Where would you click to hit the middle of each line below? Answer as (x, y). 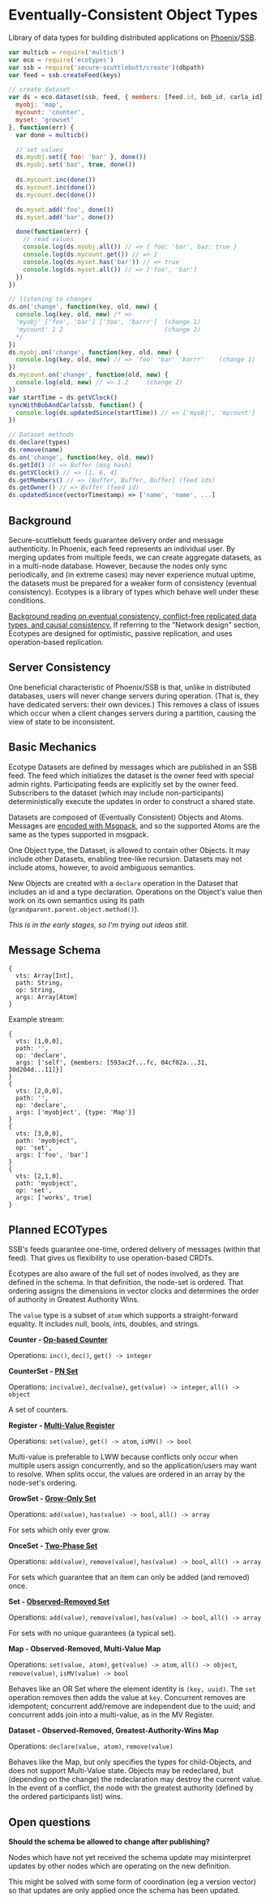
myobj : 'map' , (39, 105)
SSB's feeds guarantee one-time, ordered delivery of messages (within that (135, 1249)
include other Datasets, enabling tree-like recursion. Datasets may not (125, 859)
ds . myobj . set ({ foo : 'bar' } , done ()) (81, 157)
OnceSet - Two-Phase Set (53, 1546)
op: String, (36, 990)
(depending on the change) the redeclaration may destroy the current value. (135, 1780)
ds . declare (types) (39, 443)
